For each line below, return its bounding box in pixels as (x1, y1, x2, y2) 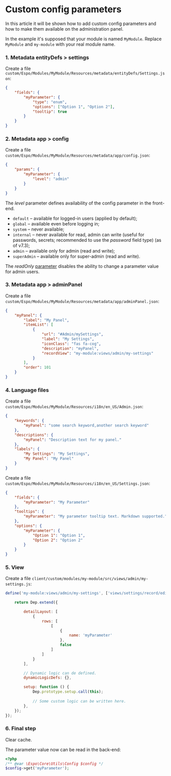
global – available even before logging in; (12, 220, 100, 227)
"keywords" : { (14, 418, 44, 423)
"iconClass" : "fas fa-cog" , (41, 341, 101, 346)
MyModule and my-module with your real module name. (5, 41, 116, 47)
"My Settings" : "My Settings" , (23, 452, 90, 457)
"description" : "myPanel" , (41, 346, 99, 351)
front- (152, 200, 165, 206)
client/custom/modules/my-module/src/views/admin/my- (32, 577, 149, 582)
